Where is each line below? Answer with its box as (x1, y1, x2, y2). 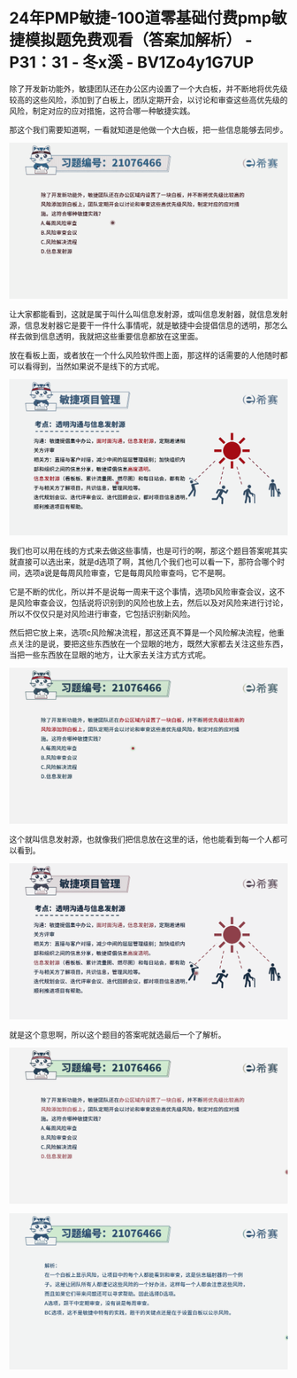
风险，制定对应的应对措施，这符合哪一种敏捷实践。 (9, 105, 195, 116)
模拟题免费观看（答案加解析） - (25, 30, 253, 51)
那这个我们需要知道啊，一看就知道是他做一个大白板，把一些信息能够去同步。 (9, 124, 288, 135)
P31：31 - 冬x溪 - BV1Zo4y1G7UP (9, 52, 255, 73)
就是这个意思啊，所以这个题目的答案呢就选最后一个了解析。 (9, 1030, 226, 1039)
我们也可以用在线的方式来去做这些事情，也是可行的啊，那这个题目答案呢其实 (9, 545, 288, 556)
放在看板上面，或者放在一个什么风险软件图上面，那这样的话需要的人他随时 (9, 349, 280, 360)
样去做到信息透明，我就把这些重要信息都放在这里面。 (9, 331, 203, 341)
